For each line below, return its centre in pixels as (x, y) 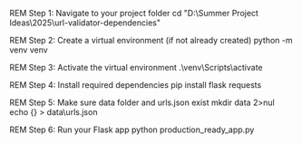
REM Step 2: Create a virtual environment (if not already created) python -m (151, 40)
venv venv (29, 50)
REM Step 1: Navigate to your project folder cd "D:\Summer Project (134, 13)
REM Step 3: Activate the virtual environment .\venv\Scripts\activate (136, 67)
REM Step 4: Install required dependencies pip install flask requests (136, 85)
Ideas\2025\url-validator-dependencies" (85, 23)
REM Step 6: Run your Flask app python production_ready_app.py (132, 130)
